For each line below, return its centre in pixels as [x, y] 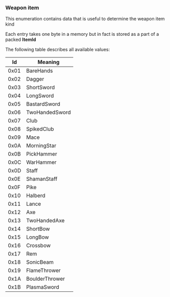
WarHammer [41, 162]
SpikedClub [40, 129]
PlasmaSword [43, 287]
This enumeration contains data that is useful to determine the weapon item [85, 19]
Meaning [49, 62]
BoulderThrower [46, 279]
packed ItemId [21, 39]
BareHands [40, 71]
